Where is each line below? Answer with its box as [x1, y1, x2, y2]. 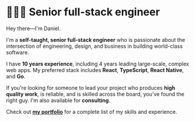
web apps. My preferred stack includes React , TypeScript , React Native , [6, 66, 184, 73]
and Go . [6, 73, 25, 80]
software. [6, 48, 29, 55]
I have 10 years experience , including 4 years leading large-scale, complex [6, 60, 190, 67]
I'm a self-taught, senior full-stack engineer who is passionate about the [6, 36, 186, 43]
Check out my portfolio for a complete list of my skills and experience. [6, 108, 178, 115]
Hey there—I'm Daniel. [6, 25, 61, 32]
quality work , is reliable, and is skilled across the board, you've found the [6, 90, 184, 97]
